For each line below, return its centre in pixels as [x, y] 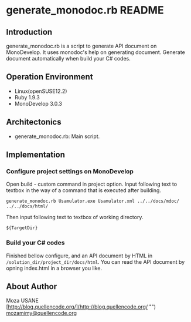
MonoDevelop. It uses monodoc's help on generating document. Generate [96, 52]
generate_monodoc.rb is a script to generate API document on [81, 46]
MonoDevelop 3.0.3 [38, 103]
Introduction [29, 32]
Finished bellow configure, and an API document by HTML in [79, 256]
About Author [32, 286]
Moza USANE [23, 301]
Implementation [36, 155]
